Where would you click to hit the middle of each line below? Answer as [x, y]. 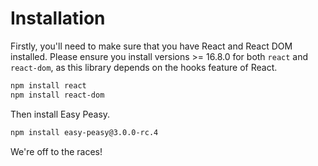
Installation [58, 18]
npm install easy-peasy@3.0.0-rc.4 [84, 132]
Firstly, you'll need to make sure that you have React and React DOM [151, 46]
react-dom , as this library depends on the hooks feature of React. [144, 67]
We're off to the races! [56, 151]
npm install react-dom [57, 95]
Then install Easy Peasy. [60, 114]
